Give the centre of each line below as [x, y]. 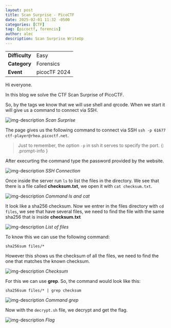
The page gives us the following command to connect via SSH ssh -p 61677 [85, 130]
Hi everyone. [19, 85]
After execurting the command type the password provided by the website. [85, 161]
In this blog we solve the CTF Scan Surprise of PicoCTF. [65, 94]
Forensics [48, 64]
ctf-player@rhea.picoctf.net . [37, 135]
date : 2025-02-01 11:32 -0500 [38, 20]
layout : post [19, 10]
